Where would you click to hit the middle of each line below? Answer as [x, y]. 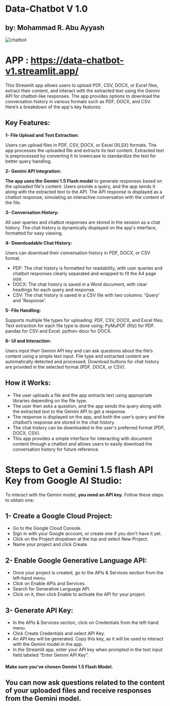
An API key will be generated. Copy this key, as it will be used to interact [88, 638]
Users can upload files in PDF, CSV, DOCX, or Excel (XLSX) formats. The [81, 145]
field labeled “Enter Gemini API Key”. [50, 655]
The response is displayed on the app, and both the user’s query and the [89, 417]
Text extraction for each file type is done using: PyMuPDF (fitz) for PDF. [80, 326]
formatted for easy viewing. [34, 233]
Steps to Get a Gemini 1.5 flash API [79, 470]
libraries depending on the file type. [50, 400]
